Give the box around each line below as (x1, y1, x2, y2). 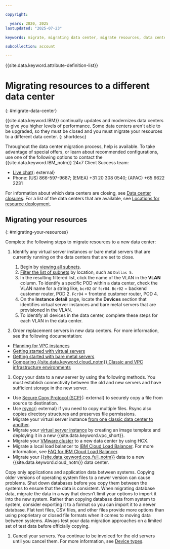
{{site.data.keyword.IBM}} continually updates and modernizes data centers (5, 118, 163, 124)
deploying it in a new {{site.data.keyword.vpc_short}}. (12, 432, 125, 438)
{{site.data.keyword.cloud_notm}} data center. (12, 459, 109, 465)
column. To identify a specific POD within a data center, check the (20, 280, 158, 286)
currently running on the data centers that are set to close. (12, 254, 135, 260)
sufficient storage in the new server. (12, 385, 88, 391)
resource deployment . (5, 201, 52, 207)
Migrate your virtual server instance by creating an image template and (12, 427, 161, 433)
